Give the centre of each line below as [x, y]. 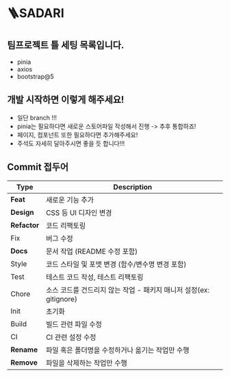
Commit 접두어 [38, 167]
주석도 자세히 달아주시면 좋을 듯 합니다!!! [71, 143]
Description [133, 187]
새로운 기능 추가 [70, 200]
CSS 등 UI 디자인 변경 [79, 212]
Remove [24, 363]
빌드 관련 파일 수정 [74, 324]
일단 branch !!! [37, 117]
